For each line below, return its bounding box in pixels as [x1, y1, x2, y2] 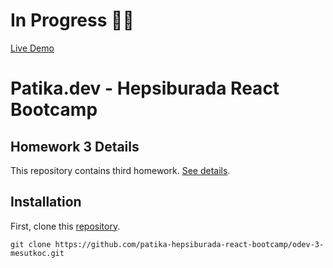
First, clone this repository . [10, 220, 121, 232]
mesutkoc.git [10, 248, 65, 258]
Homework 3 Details [10, 138, 140, 155]
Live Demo [10, 42, 55, 54]
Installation [10, 194, 82, 211]
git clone [10, 239, 52, 249]
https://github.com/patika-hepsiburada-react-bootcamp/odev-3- [54, 239, 325, 249]
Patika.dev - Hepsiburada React [10, 77, 280, 100]
